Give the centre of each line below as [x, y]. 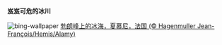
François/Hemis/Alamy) [41, 34]
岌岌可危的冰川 [29, 11]
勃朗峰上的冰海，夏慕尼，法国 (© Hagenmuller [128, 26]
